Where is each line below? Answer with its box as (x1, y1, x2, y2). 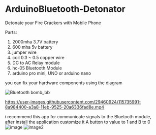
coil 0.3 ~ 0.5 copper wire (12, 54, 65, 60)
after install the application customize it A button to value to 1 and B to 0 (5, 119, 151, 125)
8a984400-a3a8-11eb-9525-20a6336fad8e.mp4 (5, 104, 104, 110)
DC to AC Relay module (12, 60, 60, 66)
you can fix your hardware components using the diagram (5, 80, 123, 86)
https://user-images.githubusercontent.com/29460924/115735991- (5, 99, 141, 104)
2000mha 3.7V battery (12, 38, 58, 45)
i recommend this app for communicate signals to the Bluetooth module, (5, 113, 152, 119)
